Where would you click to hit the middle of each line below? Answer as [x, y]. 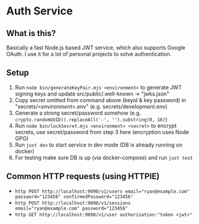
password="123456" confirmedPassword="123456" [74, 196]
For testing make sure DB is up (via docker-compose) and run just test [104, 157]
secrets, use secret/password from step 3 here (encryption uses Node [102, 132]
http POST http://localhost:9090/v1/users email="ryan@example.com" [102, 191]
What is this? [31, 33]
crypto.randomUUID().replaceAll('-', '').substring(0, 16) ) [91, 119]
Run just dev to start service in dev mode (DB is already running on [99, 145]
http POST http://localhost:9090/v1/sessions [73, 203]
